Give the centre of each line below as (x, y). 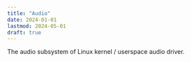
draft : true (24, 32)
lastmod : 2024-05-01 (37, 26)
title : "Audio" (29, 13)
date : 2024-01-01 (32, 20)
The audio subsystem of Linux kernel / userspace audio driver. (96, 52)
